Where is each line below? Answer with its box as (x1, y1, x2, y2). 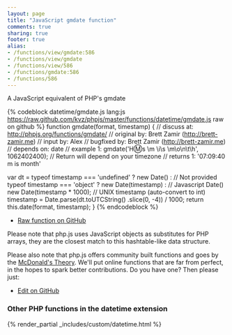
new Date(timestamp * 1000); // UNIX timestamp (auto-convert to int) (7, 188, 206, 196)
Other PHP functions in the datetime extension (7, 304, 168, 314)
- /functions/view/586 (7, 62, 73, 69)
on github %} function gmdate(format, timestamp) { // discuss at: (7, 123, 194, 131)
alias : (7, 43, 26, 50)
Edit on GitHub (17, 287, 59, 295)
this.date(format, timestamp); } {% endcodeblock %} (7, 203, 159, 211)
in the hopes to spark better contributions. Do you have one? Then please (7, 266, 219, 274)
